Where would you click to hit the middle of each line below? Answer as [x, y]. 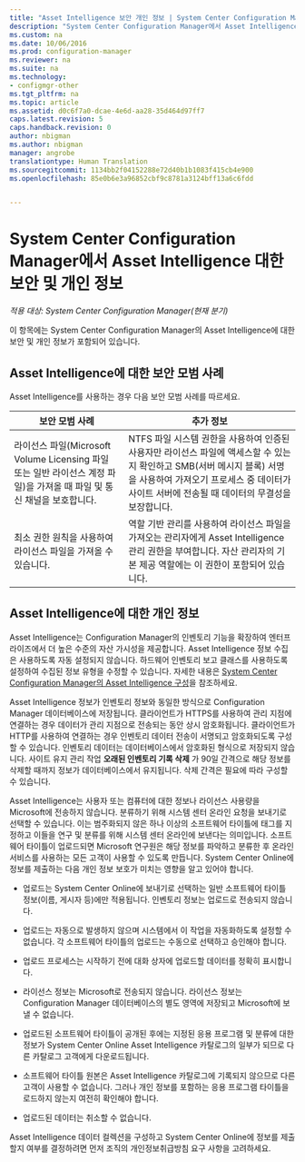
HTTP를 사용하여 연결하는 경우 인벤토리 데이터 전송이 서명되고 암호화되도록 [143, 736]
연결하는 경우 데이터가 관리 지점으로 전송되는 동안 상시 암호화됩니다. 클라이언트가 [152, 724]
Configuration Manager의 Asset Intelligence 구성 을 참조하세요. [123, 682]
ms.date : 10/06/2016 [49, 43]
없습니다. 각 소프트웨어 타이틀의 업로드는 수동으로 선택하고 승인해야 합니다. [155, 941]
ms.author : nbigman [46, 144]
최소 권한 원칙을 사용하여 [64, 537]
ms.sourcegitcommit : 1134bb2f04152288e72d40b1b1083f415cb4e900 [132, 170]
